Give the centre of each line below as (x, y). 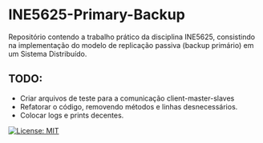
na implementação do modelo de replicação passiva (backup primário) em (131, 45)
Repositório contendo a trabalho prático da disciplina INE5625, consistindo (131, 37)
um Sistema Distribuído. (48, 54)
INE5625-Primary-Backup (97, 15)
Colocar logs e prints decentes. (72, 115)
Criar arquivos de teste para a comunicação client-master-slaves (127, 98)
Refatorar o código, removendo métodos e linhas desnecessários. (129, 106)
